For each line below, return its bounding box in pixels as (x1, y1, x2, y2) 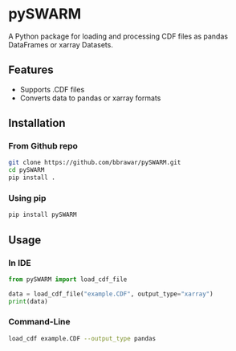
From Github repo (8, 141, 79, 152)
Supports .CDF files (19, 84, 85, 94)
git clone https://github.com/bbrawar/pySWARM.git (8, 158, 181, 167)
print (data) (8, 297, 48, 305)
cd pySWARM (8, 166, 45, 174)
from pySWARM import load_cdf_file (8, 275, 128, 284)
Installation (8, 116, 66, 130)
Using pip (8, 192, 47, 203)
